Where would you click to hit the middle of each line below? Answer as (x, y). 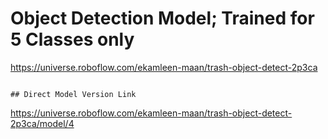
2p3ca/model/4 (42, 123)
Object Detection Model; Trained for (162, 18)
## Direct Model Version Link (73, 94)
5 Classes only (72, 39)
